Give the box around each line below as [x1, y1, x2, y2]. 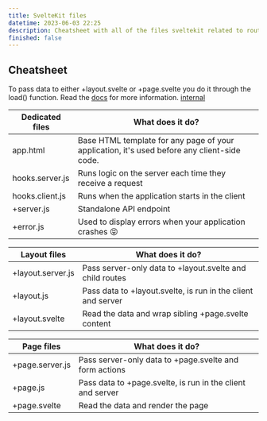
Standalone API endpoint [78, 203, 171, 214]
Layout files [20, 249, 66, 261]
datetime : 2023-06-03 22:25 [8, 19, 102, 27]
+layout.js [12, 291, 49, 302]
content [82, 319, 111, 330]
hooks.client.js [12, 191, 66, 202]
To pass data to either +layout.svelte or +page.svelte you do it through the [8, 84, 252, 94]
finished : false [8, 33, 62, 42]
